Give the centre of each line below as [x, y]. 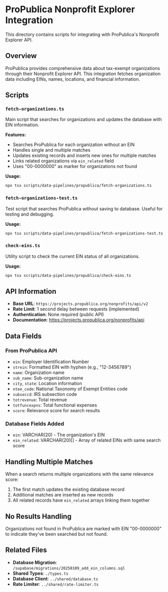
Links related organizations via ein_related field [63, 161]
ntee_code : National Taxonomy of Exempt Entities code [70, 389]
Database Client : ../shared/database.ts [55, 579]
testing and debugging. [30, 214]
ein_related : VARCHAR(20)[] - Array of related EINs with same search [87, 440]
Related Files [26, 550]
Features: [16, 135]
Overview [21, 56]
